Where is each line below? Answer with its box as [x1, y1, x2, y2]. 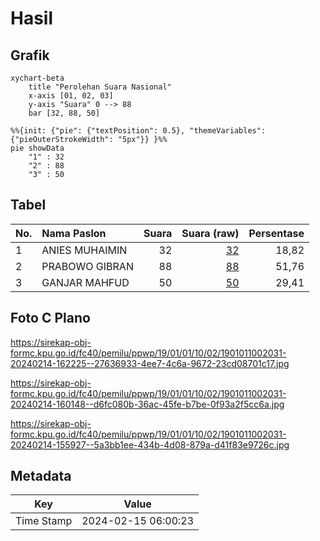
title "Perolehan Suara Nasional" [28, 82, 172, 92]
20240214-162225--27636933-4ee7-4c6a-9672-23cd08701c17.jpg [10, 357, 290, 369]
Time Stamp [15, 514, 73, 528]
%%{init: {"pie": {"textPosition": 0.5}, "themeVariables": [10, 126, 267, 136]
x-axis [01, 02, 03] [28, 91, 114, 101]
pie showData [10, 143, 65, 153]
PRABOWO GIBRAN [41, 259, 134, 273]
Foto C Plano [10, 310, 91, 327]
